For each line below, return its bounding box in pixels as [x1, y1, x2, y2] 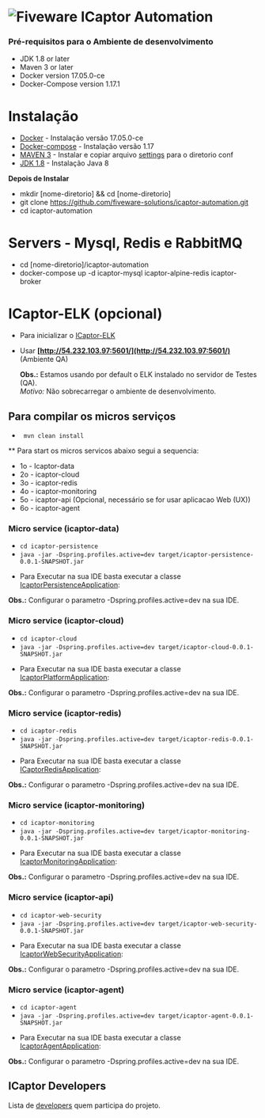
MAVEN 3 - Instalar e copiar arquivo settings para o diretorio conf [19, 150, 233, 160]
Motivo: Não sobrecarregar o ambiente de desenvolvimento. [19, 386, 217, 396]
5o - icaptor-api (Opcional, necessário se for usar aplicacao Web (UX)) [19, 495, 251, 504]
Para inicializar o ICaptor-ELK [19, 331, 116, 340]
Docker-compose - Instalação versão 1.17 [19, 142, 154, 151]
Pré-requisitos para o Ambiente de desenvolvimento [8, 36, 214, 48]
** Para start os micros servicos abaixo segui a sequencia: [8, 446, 199, 455]
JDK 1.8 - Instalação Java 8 [19, 158, 109, 168]
